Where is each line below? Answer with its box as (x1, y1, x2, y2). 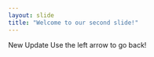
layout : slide (8, 11, 55, 20)
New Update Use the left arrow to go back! (8, 40, 147, 49)
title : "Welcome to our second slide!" (8, 19, 139, 27)
